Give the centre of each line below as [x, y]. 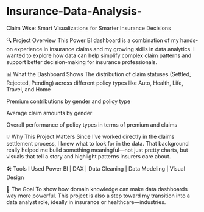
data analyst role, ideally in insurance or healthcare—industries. [86, 202]
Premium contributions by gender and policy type [69, 101]
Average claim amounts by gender [49, 113]
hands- [189, 40]
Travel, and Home [29, 89]
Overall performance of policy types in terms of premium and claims [92, 125]
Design [15, 177]
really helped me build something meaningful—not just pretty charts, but [97, 150]
